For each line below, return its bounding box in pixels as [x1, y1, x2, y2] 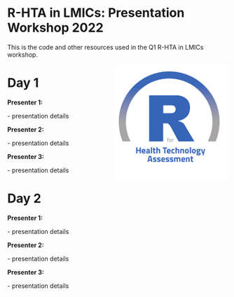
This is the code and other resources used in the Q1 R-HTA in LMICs [7, 43, 204, 51]
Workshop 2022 [7, 20, 104, 36]
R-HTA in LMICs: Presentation [7, 5, 185, 21]
